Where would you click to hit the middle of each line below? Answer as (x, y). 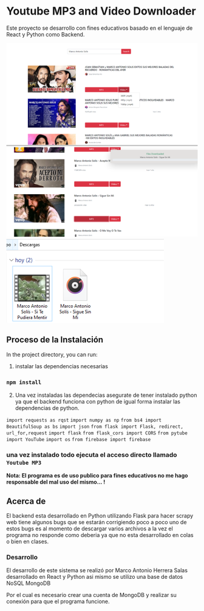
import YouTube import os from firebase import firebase (79, 439)
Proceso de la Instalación (55, 340)
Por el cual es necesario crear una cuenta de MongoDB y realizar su (92, 595)
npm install (24, 382)
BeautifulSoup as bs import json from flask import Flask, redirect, (95, 427)
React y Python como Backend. (46, 34)
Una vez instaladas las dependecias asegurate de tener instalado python (106, 395)
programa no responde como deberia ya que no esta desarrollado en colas (100, 535)
